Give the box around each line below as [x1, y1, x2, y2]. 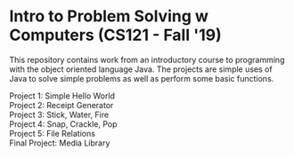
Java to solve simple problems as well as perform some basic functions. [9, 73, 274, 83]
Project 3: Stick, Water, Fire [9, 109, 110, 120]
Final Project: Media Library [9, 137, 110, 148]
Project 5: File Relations [9, 128, 96, 138]
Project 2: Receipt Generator [9, 99, 114, 110]
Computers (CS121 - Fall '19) [9, 25, 222, 45]
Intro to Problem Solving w [9, 6, 209, 27]
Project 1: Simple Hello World [9, 90, 116, 101]
